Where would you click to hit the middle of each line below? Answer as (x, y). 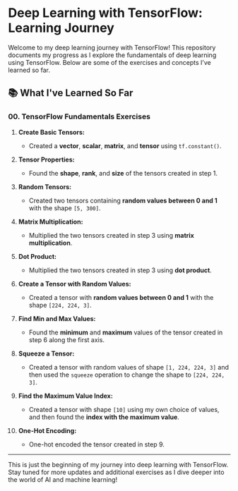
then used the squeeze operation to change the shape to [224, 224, (127, 375)
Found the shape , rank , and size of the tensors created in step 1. (123, 173)
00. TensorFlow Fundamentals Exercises (79, 116)
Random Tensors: (45, 187)
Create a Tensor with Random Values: (75, 284)
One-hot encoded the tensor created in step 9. (97, 444)
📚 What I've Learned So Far (71, 93)
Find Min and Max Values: (57, 318)
